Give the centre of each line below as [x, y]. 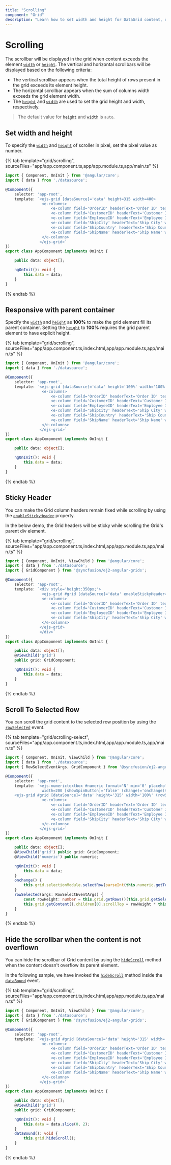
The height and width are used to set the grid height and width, [79, 102]
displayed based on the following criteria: [49, 70]
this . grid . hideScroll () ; [50, 1138]
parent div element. [26, 531]
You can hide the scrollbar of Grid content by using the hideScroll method [83, 960]
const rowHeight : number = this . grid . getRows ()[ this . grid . [88, 899]
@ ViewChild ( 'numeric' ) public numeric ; [57, 857]
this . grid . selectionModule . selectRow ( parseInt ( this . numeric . [90, 885]
